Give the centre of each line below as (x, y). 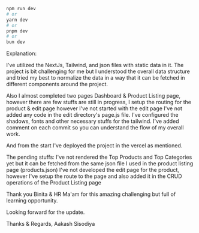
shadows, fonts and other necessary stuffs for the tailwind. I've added (93, 121)
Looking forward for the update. (46, 212)
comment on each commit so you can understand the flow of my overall (95, 128)
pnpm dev (17, 31)
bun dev (16, 42)
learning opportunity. (32, 201)
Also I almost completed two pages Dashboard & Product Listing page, (94, 96)
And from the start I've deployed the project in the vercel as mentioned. (94, 146)
